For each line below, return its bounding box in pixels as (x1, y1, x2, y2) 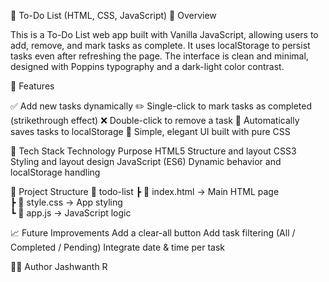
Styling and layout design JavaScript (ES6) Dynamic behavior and (10, 156, 282, 167)
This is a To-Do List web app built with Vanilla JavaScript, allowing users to (10, 29, 319, 40)
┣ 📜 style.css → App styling (10, 196, 123, 208)
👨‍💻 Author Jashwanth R (10, 261, 108, 272)
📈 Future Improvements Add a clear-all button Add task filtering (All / (10, 227, 296, 239)
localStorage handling (10, 166, 101, 178)
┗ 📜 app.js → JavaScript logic (10, 207, 132, 219)
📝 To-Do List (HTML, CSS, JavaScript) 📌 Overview (10, 10, 217, 21)
